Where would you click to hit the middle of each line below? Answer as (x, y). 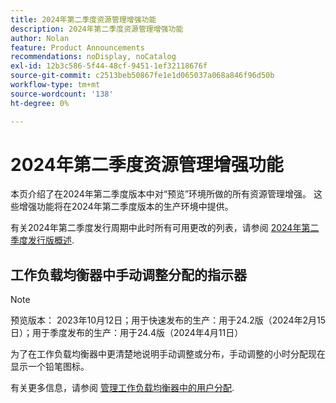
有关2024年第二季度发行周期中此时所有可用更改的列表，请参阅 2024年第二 (165, 228)
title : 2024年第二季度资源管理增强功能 (83, 19)
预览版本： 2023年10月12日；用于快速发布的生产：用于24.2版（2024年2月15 (168, 320)
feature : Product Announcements (77, 47)
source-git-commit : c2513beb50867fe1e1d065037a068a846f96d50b (142, 76)
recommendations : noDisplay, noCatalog (93, 57)
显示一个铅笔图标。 (50, 367)
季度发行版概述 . (42, 240)
